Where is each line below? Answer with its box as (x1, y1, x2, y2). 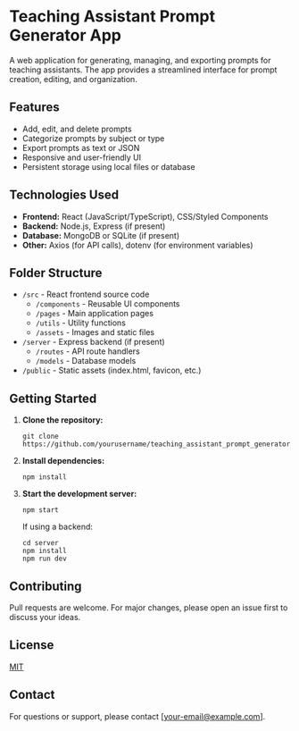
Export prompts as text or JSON (21, 142, 140, 153)
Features (9, 100, 60, 115)
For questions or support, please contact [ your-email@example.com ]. (9, 710, 266, 721)
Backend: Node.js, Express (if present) (21, 221, 166, 231)
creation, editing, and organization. (9, 73, 138, 84)
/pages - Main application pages (35, 308, 154, 319)
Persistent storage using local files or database (21, 161, 195, 172)
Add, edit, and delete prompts (21, 123, 132, 134)
